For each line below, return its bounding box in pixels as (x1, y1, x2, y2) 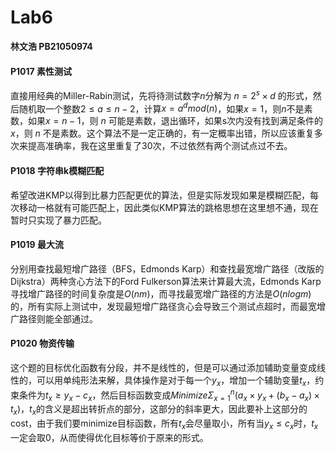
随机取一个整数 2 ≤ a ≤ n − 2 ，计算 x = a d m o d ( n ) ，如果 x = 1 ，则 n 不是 (18, 101, 305, 115)
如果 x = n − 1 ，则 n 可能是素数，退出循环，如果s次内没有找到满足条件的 (27, 115, 324, 127)
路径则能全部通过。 (18, 312, 98, 325)
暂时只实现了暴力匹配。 (10, 214, 107, 226)
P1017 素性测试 (10, 65, 73, 77)
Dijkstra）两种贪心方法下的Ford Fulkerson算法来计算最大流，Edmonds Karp (10, 275, 322, 287)
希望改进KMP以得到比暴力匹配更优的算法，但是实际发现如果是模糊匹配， (10, 189, 310, 201)
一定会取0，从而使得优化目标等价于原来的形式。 (10, 431, 209, 443)
